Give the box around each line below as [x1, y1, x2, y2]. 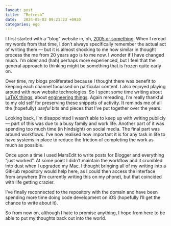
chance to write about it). [5, 200, 58, 206]
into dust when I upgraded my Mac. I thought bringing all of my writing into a [5, 163, 166, 169]
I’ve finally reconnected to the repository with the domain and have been [5, 189, 158, 195]
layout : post [5, 7, 33, 13]
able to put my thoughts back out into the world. [5, 215, 106, 221]
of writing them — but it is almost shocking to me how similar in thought [5, 46, 156, 53]
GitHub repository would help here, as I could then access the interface [5, 168, 156, 174]
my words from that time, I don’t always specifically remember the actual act [5, 41, 166, 47]
